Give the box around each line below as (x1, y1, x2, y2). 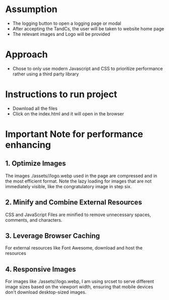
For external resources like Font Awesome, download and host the (5, 245, 143, 251)
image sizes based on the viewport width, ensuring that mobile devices (5, 284, 153, 290)
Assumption (5, 4, 58, 15)
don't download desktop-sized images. (5, 289, 87, 295)
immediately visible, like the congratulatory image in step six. (5, 183, 132, 189)
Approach (5, 49, 48, 60)
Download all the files (12, 105, 58, 111)
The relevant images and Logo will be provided (12, 31, 110, 37)
